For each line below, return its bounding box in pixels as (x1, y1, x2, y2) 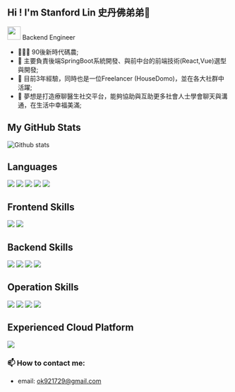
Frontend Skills (7, 201, 75, 213)
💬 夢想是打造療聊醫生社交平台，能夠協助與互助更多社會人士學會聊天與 (17, 91, 222, 100)
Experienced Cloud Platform (7, 321, 134, 334)
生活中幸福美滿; (36, 100, 83, 109)
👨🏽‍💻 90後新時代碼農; (17, 47, 79, 56)
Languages (7, 161, 58, 173)
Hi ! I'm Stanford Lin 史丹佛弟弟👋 (7, 6, 150, 19)
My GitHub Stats (7, 122, 81, 134)
